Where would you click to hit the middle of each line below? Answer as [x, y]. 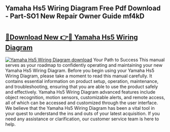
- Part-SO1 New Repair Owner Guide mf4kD [75, 16]
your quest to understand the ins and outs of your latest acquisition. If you [82, 114]
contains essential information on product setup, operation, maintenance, [82, 81]
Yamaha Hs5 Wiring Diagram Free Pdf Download [83, 8]
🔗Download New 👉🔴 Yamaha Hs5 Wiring [72, 37]
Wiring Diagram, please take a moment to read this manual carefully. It [79, 76]
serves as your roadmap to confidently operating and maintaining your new [84, 65]
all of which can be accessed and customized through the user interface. [82, 103]
